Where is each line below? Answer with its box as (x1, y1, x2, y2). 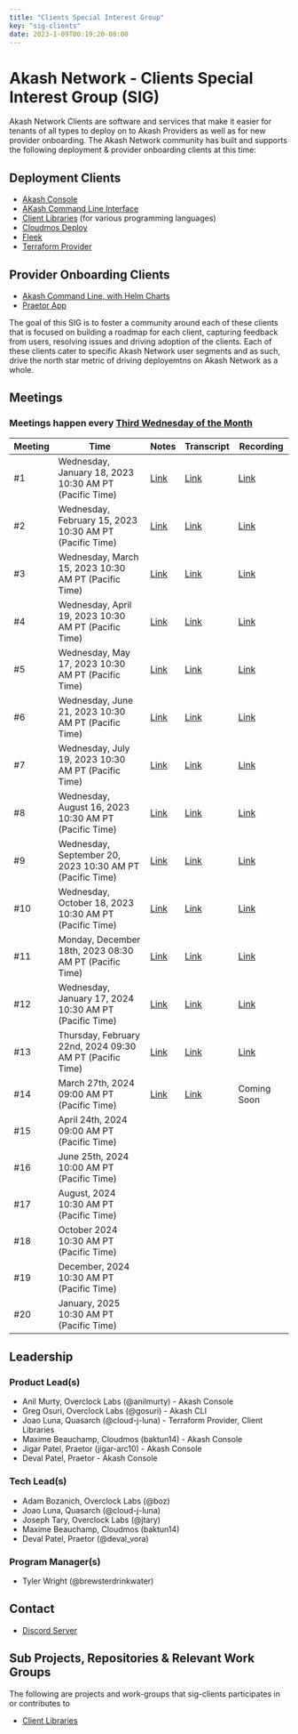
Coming (238, 1082, 271, 1094)
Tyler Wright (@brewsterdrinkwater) (21, 1576, 154, 1586)
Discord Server (21, 1625, 78, 1635)
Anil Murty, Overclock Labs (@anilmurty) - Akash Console (21, 1396, 234, 1407)
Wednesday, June (58, 694, 134, 706)
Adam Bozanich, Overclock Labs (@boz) (21, 1496, 170, 1506)
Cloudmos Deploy (21, 222, 88, 233)
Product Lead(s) (9, 1375, 81, 1388)
